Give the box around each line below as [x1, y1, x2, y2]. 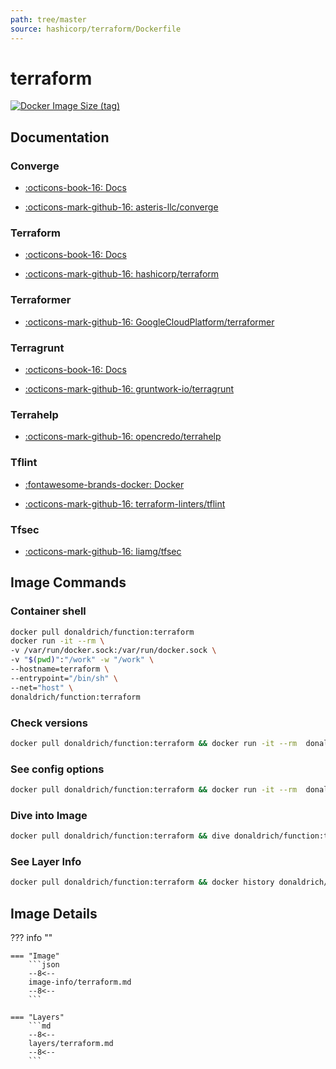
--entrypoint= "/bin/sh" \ [10, 673, 118, 683]
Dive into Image [10, 808, 88, 822]
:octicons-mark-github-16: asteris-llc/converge [24, 201, 219, 213]
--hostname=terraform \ [10, 664, 110, 675]
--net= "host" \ [10, 682, 74, 693]
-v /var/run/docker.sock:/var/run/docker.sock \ [10, 646, 217, 656]
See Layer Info [10, 855, 82, 869]
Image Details [10, 905, 98, 922]
